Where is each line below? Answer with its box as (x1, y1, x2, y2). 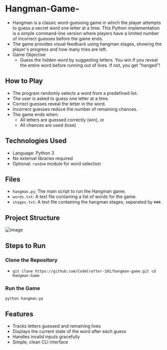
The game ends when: (12, 111, 59, 117)
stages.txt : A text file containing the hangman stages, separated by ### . (12, 199, 162, 205)
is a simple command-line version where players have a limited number (12, 30, 159, 36)
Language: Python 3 (12, 150, 54, 156)
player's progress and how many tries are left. (12, 46, 107, 52)
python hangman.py (5, 296, 43, 301)
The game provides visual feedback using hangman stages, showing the (12, 41, 162, 47)
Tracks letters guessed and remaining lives (12, 323, 101, 329)
